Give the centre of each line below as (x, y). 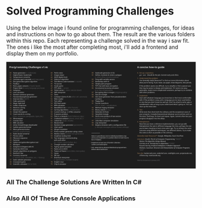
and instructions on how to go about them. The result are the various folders (101, 34)
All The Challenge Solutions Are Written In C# (74, 182)
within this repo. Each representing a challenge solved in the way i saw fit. (98, 40)
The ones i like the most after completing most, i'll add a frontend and (92, 47)
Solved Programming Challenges (90, 11)
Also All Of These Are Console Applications (71, 198)
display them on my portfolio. (42, 53)
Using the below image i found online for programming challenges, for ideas (100, 28)
